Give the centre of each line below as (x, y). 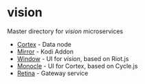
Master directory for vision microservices (65, 31)
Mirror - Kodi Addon (45, 51)
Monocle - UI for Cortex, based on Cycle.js (77, 66)
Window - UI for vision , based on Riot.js (73, 58)
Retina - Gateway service (53, 73)
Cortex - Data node (44, 44)
